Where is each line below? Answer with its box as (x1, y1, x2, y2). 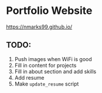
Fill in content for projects (14, 62, 77, 69)
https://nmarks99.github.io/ (6, 23, 73, 30)
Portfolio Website (6, 4, 93, 17)
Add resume (14, 74, 45, 81)
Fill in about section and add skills (14, 68, 97, 75)
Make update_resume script (14, 80, 79, 87)
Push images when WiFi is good (14, 55, 92, 62)
